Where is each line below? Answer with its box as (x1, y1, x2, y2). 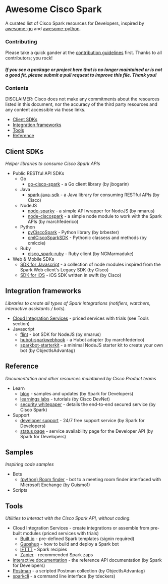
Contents (5, 84, 29, 91)
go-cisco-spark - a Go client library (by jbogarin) (27, 181, 130, 187)
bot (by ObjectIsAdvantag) (20, 347, 76, 354)
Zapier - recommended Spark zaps (20, 552, 93, 558)
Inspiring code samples (5, 461, 54, 468)
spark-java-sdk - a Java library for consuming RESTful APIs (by (27, 192, 160, 198)
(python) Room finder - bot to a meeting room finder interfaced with (20, 477, 161, 483)
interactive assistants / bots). (5, 305, 66, 311)
